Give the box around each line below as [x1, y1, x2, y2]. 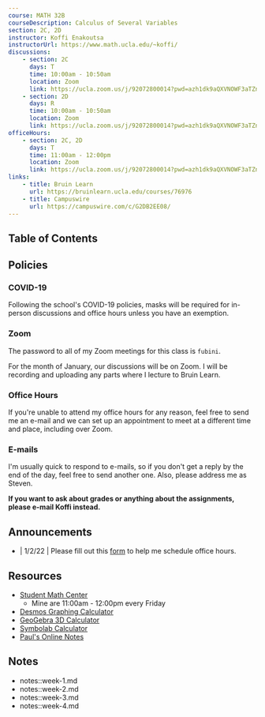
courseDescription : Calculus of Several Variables [8, 19, 178, 27]
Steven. [8, 479, 33, 488]
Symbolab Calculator [19, 623, 88, 633]
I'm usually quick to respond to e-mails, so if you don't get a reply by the [8, 462, 244, 471]
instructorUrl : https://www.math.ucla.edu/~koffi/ [8, 41, 178, 49]
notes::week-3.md [19, 693, 79, 702]
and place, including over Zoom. [8, 424, 113, 434]
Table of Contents [8, 231, 99, 245]
